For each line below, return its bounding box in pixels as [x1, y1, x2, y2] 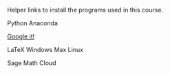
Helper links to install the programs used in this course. [7, 6, 164, 14]
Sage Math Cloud [7, 59, 56, 67]
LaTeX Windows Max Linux [7, 46, 84, 53]
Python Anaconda [7, 19, 59, 27]
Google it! [7, 32, 35, 40]
